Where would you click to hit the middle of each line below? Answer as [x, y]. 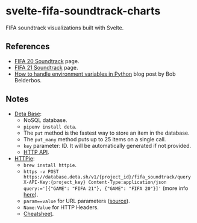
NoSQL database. [45, 120]
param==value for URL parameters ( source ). [77, 201]
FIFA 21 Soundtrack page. [46, 67]
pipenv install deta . [50, 126]
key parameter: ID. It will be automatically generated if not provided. [107, 145]
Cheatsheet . [39, 213]
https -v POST [41, 172]
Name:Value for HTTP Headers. [61, 207]
